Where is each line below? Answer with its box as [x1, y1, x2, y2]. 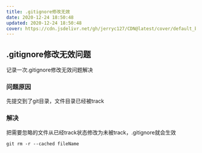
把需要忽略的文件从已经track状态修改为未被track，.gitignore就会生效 [6, 128, 176, 136]
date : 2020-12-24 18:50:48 [6, 14, 74, 20]
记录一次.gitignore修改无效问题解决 [6, 67, 93, 74]
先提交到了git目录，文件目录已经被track [6, 97, 104, 105]
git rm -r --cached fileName [6, 140, 79, 147]
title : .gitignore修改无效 [6, 8, 70, 15]
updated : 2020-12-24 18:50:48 [6, 20, 82, 26]
